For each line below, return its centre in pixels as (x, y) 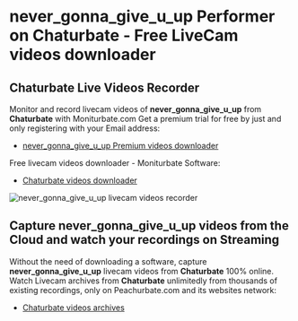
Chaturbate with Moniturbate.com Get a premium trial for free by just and (145, 119)
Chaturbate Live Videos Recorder (105, 87)
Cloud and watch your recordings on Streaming (145, 240)
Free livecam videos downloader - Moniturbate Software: (115, 163)
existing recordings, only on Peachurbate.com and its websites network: (143, 290)
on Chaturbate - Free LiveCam (124, 35)
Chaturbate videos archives (74, 308)
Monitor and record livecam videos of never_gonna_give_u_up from (136, 109)
